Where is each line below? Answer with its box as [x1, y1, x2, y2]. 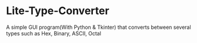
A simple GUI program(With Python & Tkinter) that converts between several [6, 24, 191, 31]
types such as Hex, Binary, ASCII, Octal [6, 29, 102, 37]
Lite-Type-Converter [6, 4, 110, 18]
